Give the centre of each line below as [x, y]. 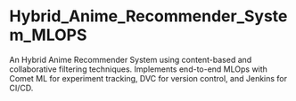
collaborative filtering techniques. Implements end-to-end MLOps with [138, 69]
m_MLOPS [48, 35]
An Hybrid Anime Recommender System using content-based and [131, 59]
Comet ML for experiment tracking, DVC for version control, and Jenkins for [148, 78]
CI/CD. [21, 88]
